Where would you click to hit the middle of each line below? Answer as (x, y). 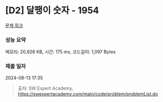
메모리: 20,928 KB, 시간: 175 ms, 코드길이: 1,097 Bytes (61, 52)
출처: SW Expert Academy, (45, 88)
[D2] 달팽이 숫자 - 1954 (52, 10)
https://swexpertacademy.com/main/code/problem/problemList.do (88, 94)
